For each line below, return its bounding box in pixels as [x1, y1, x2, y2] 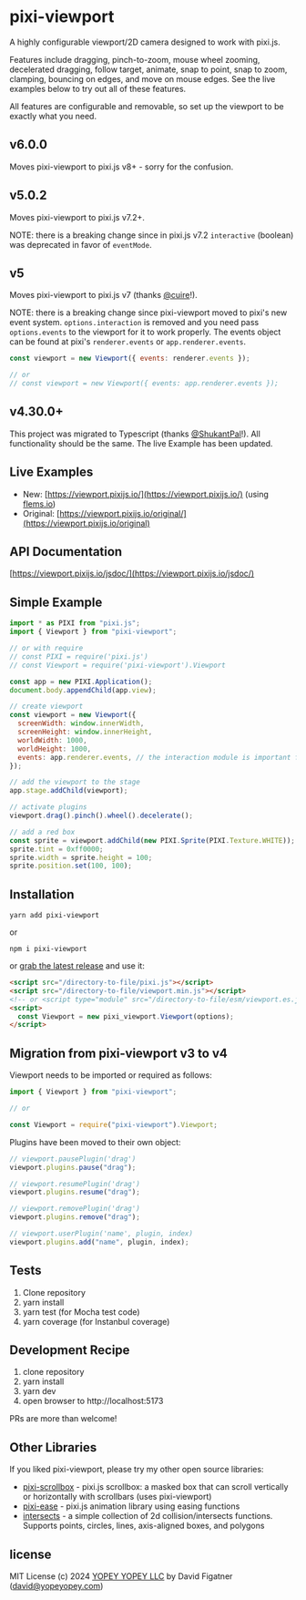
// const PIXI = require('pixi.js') [9, 651, 148, 662]
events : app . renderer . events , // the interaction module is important [17, 753, 291, 762]
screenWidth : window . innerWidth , [17, 719, 145, 728]
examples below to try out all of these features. [9, 83, 187, 94]
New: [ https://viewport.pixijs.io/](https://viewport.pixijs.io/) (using [22, 488, 269, 499]
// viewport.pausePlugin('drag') [9, 1154, 137, 1164]
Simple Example [9, 594, 103, 610]
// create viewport [9, 702, 84, 712]
